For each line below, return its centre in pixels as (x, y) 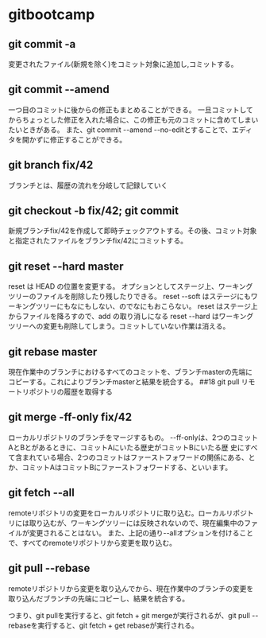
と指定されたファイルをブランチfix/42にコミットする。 (98, 241)
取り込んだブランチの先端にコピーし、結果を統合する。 (98, 598)
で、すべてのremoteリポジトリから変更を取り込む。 (93, 543)
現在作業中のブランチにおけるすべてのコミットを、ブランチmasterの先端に (130, 372)
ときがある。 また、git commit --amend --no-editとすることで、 (127, 130)
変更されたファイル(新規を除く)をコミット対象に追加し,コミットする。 (123, 64)
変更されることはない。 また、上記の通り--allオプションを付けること (141, 533)
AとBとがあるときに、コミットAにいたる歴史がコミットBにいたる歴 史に (126, 447)
